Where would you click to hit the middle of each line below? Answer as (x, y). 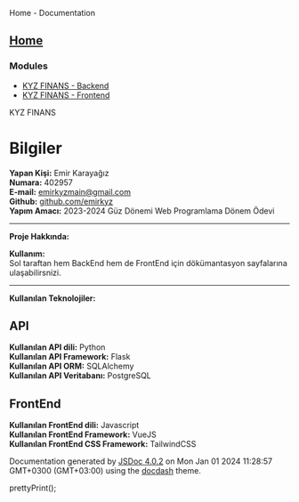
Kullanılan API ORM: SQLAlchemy (72, 366)
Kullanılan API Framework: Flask (70, 357)
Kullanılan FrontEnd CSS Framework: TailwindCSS (103, 444)
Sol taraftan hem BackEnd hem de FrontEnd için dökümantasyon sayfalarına (148, 263)
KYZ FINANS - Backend (65, 85)
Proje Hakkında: (39, 236)
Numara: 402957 (41, 182)
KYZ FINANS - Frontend (66, 95)
